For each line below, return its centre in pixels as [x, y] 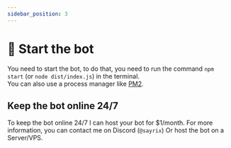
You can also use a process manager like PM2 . [75, 84]
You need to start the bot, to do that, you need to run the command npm [111, 69]
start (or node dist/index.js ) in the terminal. [74, 76]
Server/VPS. [25, 138]
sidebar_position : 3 [38, 14]
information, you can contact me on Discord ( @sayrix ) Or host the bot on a [116, 130]
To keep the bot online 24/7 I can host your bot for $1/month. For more [110, 123]
